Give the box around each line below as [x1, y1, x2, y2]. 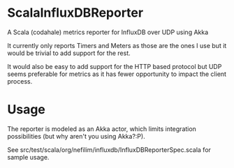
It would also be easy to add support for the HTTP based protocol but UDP [7, 62, 222, 70]
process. [7, 77, 33, 85]
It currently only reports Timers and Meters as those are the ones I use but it [7, 41, 227, 49]
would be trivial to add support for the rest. [7, 49, 131, 57]
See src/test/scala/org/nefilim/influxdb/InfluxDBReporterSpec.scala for [7, 145, 212, 154]
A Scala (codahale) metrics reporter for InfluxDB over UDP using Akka [7, 28, 209, 36]
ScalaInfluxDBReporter [7, 5, 144, 21]
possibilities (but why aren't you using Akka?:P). [7, 132, 145, 140]
